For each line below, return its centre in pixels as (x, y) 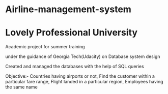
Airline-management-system (68, 9)
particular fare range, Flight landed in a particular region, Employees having (85, 82)
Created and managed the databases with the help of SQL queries (75, 67)
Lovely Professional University (71, 33)
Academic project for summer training (45, 47)
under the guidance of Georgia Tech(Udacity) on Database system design (83, 56)
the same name (22, 87)
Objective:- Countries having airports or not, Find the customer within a (80, 76)
